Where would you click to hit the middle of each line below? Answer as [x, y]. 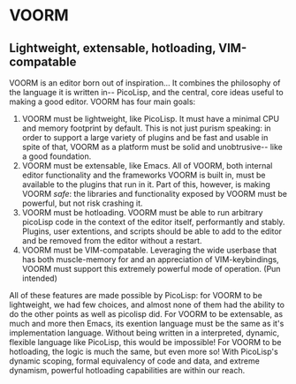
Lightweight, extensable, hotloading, [113, 48]
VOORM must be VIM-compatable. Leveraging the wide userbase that [149, 250]
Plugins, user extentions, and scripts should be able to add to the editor [152, 231]
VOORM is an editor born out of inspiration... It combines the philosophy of [145, 83]
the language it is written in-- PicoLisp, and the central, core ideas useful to [147, 92]
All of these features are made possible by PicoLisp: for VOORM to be [136, 295]
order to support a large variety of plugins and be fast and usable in [145, 137]
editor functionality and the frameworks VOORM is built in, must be [144, 175]
